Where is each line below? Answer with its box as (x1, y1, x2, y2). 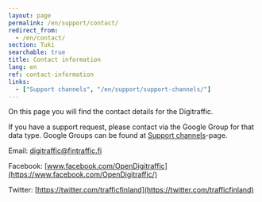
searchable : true (8, 48, 66, 56)
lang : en (8, 63, 37, 71)
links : (8, 78, 30, 86)
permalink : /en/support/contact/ (8, 19, 119, 27)
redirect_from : (8, 26, 59, 34)
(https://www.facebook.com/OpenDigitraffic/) (8, 170, 158, 179)
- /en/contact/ (15, 33, 66, 42)
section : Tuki (8, 41, 56, 49)
